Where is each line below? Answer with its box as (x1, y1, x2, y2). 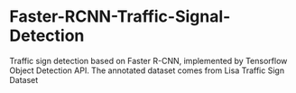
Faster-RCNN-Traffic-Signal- (9, 6, 231, 27)
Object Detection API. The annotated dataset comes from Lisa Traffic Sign (9, 65, 285, 76)
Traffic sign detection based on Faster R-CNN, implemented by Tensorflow (9, 55, 288, 66)
